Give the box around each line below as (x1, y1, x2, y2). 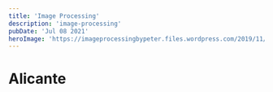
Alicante (8, 70, 67, 88)
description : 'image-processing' (8, 20, 122, 28)
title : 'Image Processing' (8, 11, 100, 20)
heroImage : (8, 34, 45, 43)
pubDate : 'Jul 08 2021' (8, 27, 89, 35)
